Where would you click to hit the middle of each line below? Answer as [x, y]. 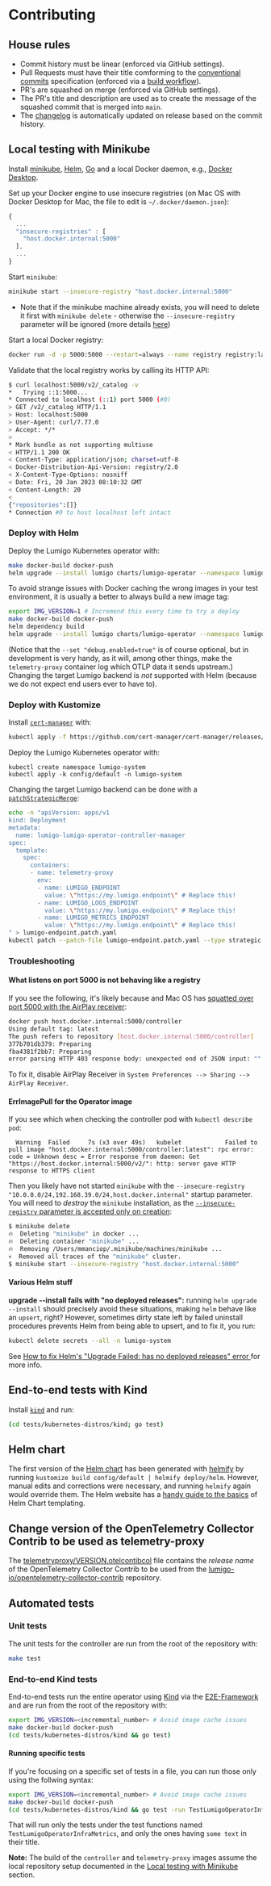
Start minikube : [33, 277]
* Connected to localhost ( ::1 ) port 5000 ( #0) [90, 400]
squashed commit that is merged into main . [91, 107]
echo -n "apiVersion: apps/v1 [59, 813]
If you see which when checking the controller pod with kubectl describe [130, 1119]
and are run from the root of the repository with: [88, 1705]
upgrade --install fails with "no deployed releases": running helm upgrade [133, 1300]
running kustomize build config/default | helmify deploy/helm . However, [134, 1478]
